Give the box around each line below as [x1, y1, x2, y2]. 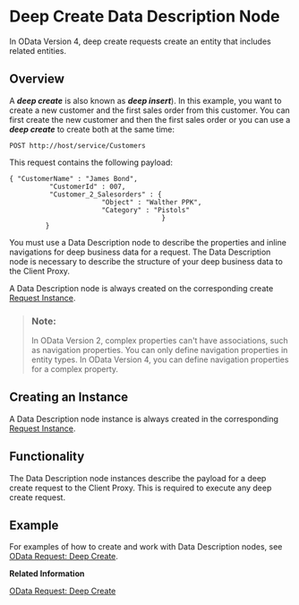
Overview [9, 72, 65, 87]
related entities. [9, 45, 67, 56]
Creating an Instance [9, 390, 129, 405]
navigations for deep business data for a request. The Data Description [9, 246, 271, 257]
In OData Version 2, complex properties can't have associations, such [30, 335, 288, 346]
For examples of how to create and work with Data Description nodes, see [9, 541, 283, 552]
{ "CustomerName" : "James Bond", [9, 174, 139, 183]
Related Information [9, 568, 85, 579]
